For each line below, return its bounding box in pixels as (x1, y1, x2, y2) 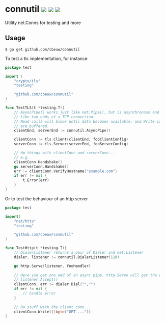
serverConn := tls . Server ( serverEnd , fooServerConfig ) (14, 141, 129, 147)
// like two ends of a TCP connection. (14, 114, 96, 119)
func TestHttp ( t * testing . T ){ (5, 245, 67, 251)
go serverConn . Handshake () (14, 164, 69, 169)
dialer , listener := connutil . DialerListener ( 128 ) (14, 254, 120, 260)
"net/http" (14, 218, 36, 224)
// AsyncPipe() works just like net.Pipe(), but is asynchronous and (14, 109, 160, 115)
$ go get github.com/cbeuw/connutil (5, 47, 80, 52)
